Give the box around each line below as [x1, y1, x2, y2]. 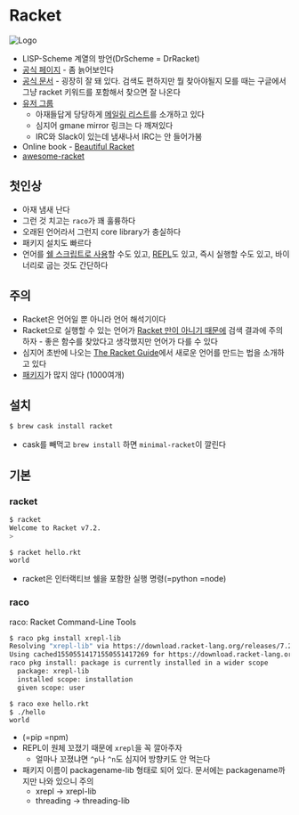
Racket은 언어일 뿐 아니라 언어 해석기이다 [21, 314, 166, 324]
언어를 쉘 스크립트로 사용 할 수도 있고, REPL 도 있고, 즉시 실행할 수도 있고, [21, 249, 274, 259]
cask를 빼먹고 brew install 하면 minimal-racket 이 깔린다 [21, 439, 227, 450]
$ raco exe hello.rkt [9, 699, 90, 708]
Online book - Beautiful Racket [21, 141, 135, 151]
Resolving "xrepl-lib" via [9, 642, 109, 651]
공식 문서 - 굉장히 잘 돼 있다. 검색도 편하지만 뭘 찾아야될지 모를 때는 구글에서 [21, 75, 287, 86]
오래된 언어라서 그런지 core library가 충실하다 [21, 226, 182, 237]
